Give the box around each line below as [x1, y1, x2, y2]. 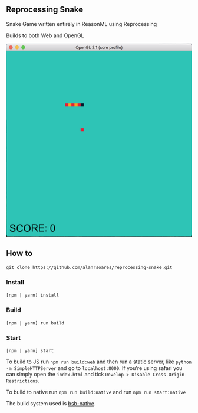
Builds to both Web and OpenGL [6, 32, 84, 39]
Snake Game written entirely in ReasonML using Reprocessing [6, 20, 157, 27]
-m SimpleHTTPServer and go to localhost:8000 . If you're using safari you [6, 364, 183, 371]
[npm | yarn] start [6, 348, 54, 353]
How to [6, 248, 33, 258]
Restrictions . [6, 377, 39, 384]
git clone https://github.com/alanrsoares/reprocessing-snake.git [6, 265, 173, 271]
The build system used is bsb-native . [6, 399, 96, 407]
